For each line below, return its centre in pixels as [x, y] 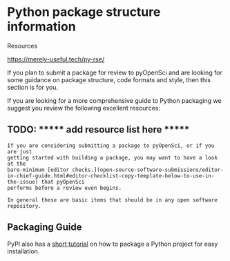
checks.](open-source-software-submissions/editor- [148, 170]
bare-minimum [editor [38, 170]
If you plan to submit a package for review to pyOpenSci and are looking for [115, 72]
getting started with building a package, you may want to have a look [112, 157]
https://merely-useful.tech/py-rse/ [56, 59]
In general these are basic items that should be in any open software [112, 200]
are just [20, 152]
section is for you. [33, 87]
